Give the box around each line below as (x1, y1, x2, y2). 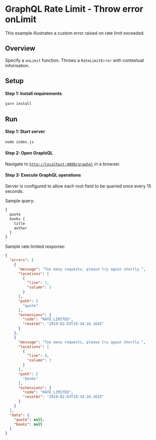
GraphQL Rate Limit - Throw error (5, 3, 144, 15)
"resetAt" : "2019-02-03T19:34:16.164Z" (23, 321, 104, 327)
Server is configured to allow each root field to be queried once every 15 (5, 183, 152, 189)
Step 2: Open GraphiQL (5, 150, 53, 156)
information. (5, 62, 30, 68)
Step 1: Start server (5, 129, 45, 134)
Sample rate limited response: (5, 244, 65, 250)
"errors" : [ (9, 258, 34, 263)
